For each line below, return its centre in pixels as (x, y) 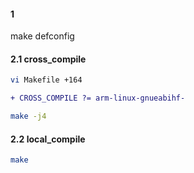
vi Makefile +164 (46, 80)
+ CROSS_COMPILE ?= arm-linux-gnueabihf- (98, 98)
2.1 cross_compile (48, 59)
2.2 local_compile (48, 139)
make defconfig (42, 36)
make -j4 (28, 116)
